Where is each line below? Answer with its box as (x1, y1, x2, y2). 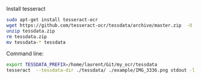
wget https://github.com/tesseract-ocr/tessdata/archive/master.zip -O (6, 22, 193, 28)
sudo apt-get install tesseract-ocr (6, 17, 98, 23)
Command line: (6, 50, 44, 57)
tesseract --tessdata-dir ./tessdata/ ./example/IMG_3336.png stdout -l (6, 68, 196, 74)
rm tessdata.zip (6, 33, 47, 40)
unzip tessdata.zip (6, 28, 55, 34)
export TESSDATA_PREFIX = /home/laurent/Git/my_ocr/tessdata (6, 62, 158, 68)
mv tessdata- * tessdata (6, 39, 66, 45)
